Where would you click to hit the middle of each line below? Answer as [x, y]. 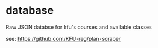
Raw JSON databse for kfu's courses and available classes [79, 27]
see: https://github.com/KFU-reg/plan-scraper [63, 38]
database [30, 10]
